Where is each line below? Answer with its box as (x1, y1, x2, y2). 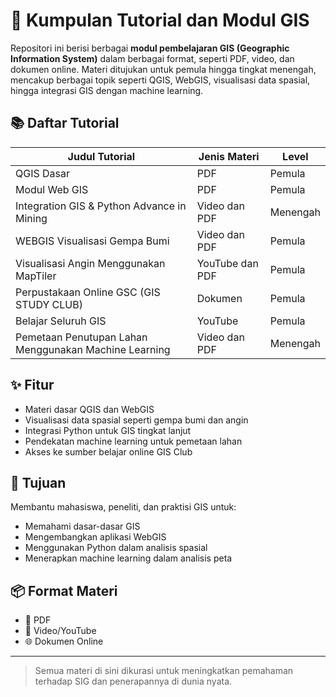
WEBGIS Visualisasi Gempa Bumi (15, 234, 170, 248)
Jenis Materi (198, 149, 260, 163)
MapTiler (15, 269, 57, 283)
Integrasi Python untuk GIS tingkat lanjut (24, 424, 192, 436)
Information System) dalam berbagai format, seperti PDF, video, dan (10, 52, 295, 64)
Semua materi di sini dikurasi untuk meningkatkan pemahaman (34, 665, 294, 677)
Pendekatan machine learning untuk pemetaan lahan (24, 435, 243, 447)
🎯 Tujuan (10, 474, 67, 491)
